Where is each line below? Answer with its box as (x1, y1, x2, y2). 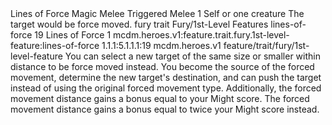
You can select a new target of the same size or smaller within (64, 50, 321, 62)
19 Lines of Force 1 (34, 29, 112, 41)
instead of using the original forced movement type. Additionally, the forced (10, 82, 322, 94)
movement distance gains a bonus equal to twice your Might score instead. (10, 103, 320, 115)
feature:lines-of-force (10, 40, 100, 51)
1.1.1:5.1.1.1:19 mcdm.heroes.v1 (101, 40, 222, 51)
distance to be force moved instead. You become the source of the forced (10, 61, 315, 72)
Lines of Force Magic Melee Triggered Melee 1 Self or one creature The (10, 8, 305, 19)
